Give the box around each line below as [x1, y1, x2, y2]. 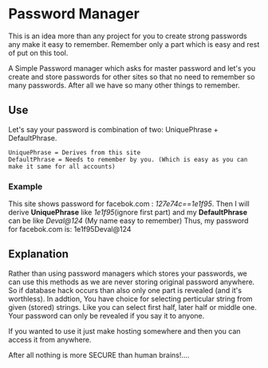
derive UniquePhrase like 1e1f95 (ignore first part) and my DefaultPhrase [8, 208, 248, 217]
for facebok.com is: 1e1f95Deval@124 [8, 225, 132, 234]
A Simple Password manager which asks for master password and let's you [8, 63, 256, 72]
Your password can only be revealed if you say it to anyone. [8, 311, 205, 320]
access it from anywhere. [8, 335, 92, 344]
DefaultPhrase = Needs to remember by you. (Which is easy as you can [8, 155, 248, 163]
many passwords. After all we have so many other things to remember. [8, 80, 241, 90]
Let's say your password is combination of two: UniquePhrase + [8, 124, 219, 134]
